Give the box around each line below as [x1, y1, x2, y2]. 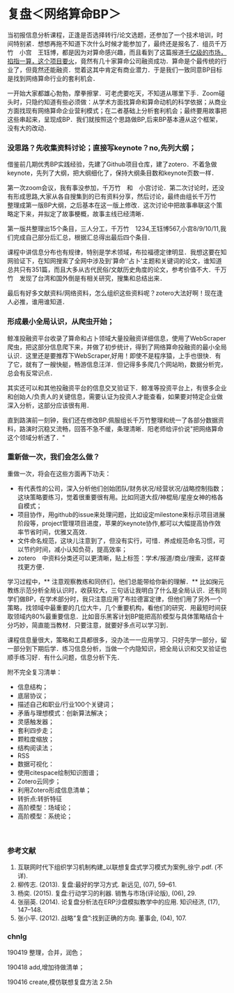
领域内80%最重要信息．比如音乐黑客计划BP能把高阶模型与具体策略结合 [13, 612, 218, 620]
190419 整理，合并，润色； [7, 948, 85, 957]
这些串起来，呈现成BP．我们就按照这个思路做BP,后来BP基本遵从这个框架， [7, 115, 221, 123]
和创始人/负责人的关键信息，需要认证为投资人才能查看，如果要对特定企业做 [7, 392, 224, 400]
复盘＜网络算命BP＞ [7, 6, 121, 22]
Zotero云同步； [17, 777, 61, 785]
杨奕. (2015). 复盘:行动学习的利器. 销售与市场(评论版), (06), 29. [17, 889, 197, 898]
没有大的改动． [7, 123, 50, 132]
